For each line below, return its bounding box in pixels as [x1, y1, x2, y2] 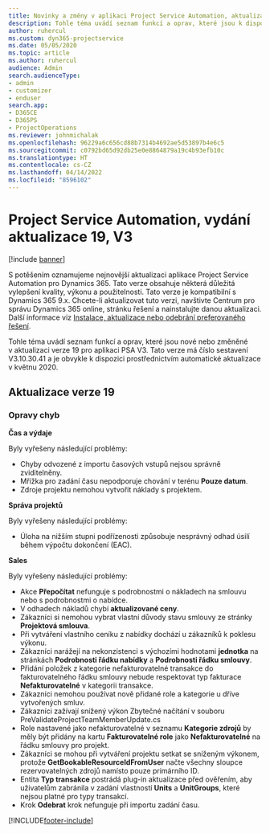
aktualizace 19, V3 [8, 228, 133, 246]
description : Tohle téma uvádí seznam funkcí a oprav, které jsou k [8, 19, 243, 27]
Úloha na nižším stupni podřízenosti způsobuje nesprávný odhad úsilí [19, 531, 251, 541]
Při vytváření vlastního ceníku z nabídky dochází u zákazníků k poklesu [19, 629, 256, 639]
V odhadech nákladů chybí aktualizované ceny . [19, 603, 179, 613]
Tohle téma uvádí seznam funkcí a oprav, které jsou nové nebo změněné [8, 337, 248, 346]
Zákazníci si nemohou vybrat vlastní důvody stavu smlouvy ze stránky [19, 612, 253, 622]
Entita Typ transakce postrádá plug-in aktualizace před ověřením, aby [19, 774, 253, 784]
